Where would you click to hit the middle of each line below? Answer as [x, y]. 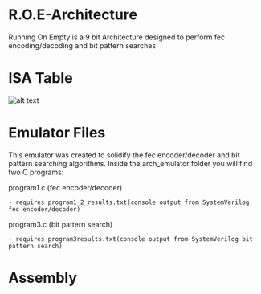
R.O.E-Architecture [73, 15]
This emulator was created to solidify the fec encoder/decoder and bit [124, 155]
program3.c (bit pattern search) [61, 224]
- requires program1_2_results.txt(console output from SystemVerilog [129, 202]
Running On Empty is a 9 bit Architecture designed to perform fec [117, 37]
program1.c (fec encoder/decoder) [65, 187]
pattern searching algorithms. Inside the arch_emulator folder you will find [130, 163]
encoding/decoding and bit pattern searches [82, 45]
